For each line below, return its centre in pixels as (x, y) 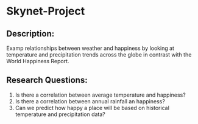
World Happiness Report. (38, 61)
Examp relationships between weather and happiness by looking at (90, 48)
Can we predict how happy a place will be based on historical (92, 108)
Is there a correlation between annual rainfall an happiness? (90, 101)
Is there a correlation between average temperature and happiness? (100, 95)
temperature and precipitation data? (60, 114)
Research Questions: (47, 80)
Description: (30, 34)
